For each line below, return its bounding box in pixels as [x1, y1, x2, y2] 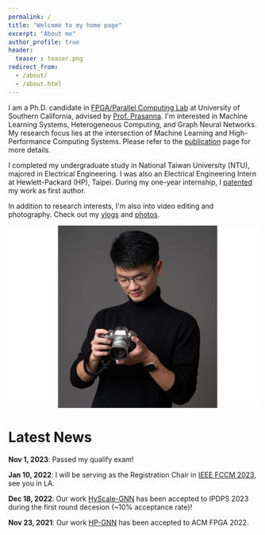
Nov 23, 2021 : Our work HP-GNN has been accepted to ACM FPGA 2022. [8, 518, 249, 528]
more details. [8, 145, 52, 154]
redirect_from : [8, 64, 59, 72]
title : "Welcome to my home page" [8, 21, 123, 29]
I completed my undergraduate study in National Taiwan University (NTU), [8, 160, 250, 170]
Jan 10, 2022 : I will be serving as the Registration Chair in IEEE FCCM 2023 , [8, 470, 256, 480]
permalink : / [8, 13, 52, 21]
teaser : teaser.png [15, 55, 83, 63]
